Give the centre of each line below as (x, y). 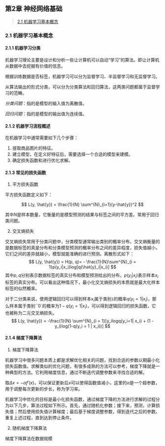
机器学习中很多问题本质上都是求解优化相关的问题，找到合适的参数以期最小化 (82, 360)
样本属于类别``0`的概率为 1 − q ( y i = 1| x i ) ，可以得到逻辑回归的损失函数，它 (82, 306)
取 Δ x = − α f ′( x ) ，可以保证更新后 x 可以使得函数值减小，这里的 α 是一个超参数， (82, 383)
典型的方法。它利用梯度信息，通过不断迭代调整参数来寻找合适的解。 (78, 372)
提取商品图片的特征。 (34, 148)
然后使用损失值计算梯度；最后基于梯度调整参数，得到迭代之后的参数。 (89, 411)
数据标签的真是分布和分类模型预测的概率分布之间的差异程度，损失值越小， (84, 248)
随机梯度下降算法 (29, 428)
